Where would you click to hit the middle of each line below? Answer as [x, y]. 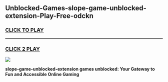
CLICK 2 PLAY [22, 49]
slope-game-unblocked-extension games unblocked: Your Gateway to [80, 69]
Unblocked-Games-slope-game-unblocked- [76, 8]
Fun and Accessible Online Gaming [42, 74]
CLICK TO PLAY [24, 30]
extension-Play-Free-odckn [49, 16]
